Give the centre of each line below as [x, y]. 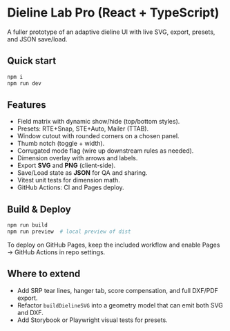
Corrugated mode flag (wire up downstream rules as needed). [105, 151]
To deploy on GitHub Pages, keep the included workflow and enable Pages [114, 245]
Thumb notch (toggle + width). [61, 144]
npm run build [28, 225]
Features [27, 105]
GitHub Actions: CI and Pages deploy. [70, 187]
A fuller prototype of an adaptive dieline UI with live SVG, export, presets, [111, 32]
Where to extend [44, 274]
